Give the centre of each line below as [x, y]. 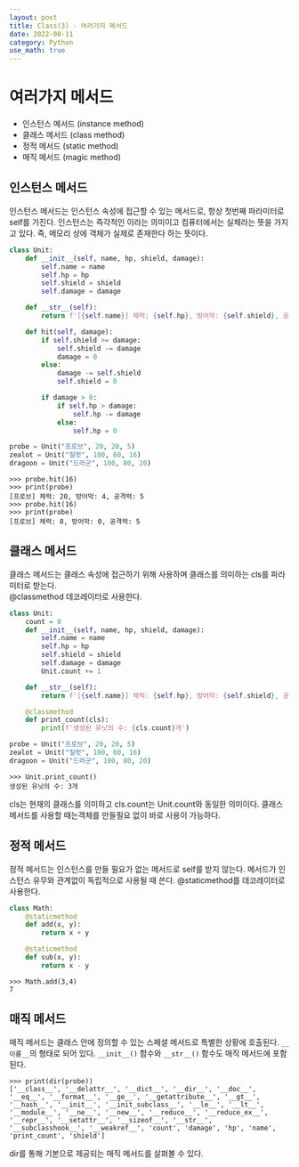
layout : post [33, 17]
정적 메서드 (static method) [70, 146]
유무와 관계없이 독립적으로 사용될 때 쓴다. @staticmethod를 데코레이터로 [159, 880]
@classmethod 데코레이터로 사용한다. [76, 596]
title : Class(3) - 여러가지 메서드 [69, 26]
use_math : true [37, 51]
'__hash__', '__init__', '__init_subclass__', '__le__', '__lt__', [137, 1105]
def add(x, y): [53, 925]
